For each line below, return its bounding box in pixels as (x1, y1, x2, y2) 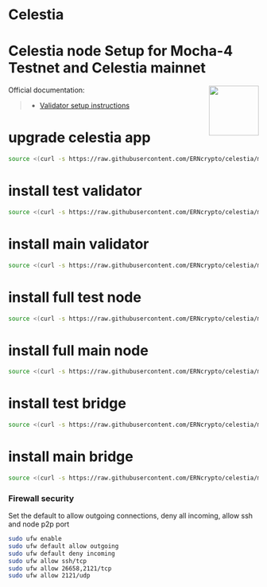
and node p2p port (8, 519, 70, 529)
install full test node (8, 288, 141, 306)
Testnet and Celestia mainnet (8, 59, 207, 77)
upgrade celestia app (8, 129, 151, 147)
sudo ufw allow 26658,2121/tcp (8, 564, 112, 573)
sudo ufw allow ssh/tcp (8, 557, 87, 565)
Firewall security (8, 492, 75, 503)
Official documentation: (8, 85, 85, 95)
